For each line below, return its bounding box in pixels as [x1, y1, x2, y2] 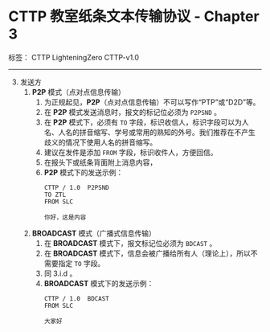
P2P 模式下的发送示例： [43, 167, 124, 177]
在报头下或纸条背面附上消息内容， [43, 158, 157, 167]
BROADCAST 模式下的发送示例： [43, 278, 154, 288]
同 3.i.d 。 [43, 268, 77, 278]
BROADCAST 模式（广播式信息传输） [31, 228, 157, 238]
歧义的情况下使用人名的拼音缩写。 [43, 137, 157, 147]
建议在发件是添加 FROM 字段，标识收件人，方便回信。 [43, 147, 218, 157]
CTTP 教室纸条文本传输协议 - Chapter [8, 7, 260, 26]
